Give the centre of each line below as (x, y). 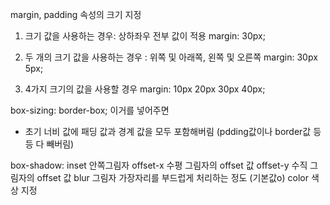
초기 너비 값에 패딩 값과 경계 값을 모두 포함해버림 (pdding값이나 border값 (168, 131)
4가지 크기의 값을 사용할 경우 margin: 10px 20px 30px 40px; (145, 89)
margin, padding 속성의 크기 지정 (76, 14)
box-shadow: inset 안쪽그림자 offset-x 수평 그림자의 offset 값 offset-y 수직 (159, 165)
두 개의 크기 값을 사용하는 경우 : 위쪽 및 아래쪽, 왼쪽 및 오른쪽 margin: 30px (171, 57)
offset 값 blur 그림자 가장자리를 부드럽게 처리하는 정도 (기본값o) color (172, 177)
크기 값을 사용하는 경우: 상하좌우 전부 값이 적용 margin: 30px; (145, 36)
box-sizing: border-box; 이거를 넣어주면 (90, 110)
